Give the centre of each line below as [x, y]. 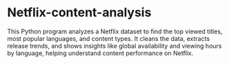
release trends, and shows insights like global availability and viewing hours [114, 46]
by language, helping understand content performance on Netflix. [100, 53]
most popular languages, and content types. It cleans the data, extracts [109, 38]
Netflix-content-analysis [79, 13]
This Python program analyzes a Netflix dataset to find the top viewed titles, [115, 31]
